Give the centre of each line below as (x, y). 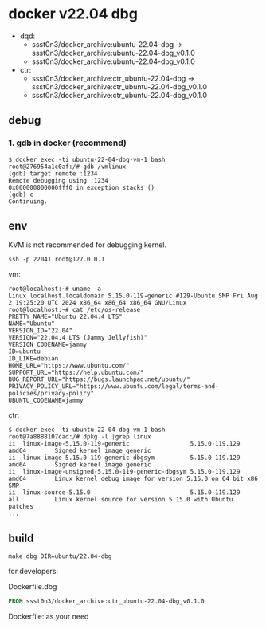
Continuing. (28, 201)
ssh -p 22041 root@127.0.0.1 (57, 260)
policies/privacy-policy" (51, 394)
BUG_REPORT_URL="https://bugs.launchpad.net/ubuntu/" (100, 379)
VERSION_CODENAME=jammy (48, 345)
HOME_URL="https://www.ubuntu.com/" (69, 366)
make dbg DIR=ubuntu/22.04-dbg (60, 556)
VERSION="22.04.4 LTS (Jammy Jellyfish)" (78, 338)
